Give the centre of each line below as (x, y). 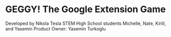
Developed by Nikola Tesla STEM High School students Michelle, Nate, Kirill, (86, 23)
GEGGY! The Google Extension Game (85, 9)
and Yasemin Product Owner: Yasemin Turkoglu (56, 28)
